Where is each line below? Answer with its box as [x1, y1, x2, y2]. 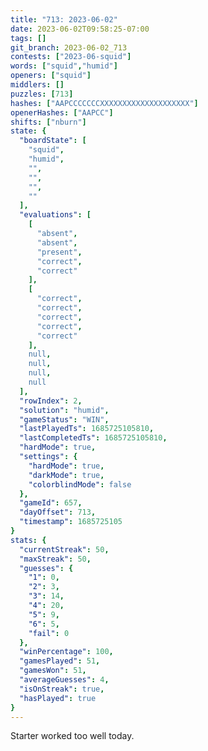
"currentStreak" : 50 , [19, 544, 110, 555]
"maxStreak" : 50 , [19, 554, 92, 564]
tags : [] [10, 33, 47, 43]
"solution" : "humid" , [19, 405, 110, 415]
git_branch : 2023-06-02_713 [10, 42, 128, 53]
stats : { [10, 535, 47, 545]
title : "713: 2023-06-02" [10, 14, 118, 25]
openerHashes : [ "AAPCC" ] [10, 107, 114, 118]
